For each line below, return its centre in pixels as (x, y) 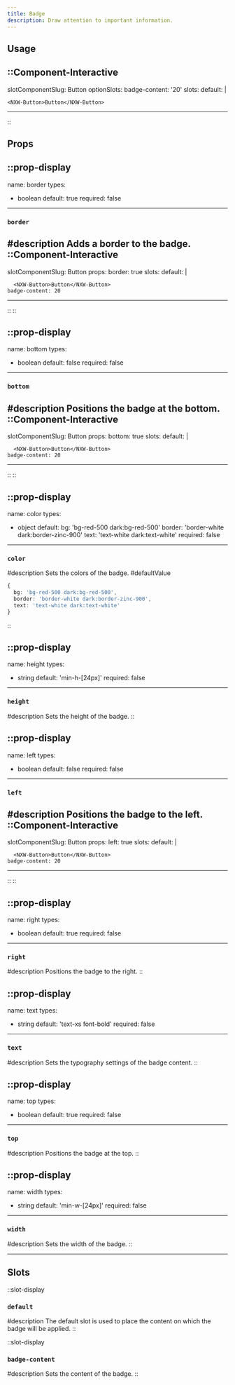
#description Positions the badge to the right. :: (75, 971)
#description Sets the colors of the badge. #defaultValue (89, 573)
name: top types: (31, 1101)
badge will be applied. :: (42, 1328)
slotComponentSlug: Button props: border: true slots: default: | (97, 271)
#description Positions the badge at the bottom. (114, 408)
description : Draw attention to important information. (90, 20)
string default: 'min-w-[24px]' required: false (82, 1205)
